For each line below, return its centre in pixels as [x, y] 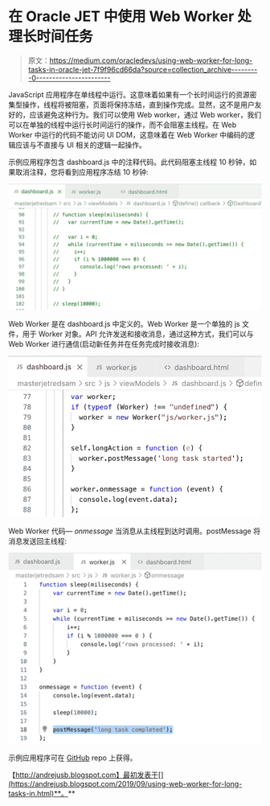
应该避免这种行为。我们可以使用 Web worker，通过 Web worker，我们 [145, 114]
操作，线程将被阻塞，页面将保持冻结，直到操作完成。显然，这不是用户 [138, 105]
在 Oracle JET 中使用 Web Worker [121, 16]
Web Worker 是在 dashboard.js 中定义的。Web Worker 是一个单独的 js [125, 323]
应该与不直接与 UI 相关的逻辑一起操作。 [81, 145]
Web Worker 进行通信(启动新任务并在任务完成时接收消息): [104, 343]
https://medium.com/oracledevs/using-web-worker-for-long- [151, 60]
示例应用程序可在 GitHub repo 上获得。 [73, 758]
